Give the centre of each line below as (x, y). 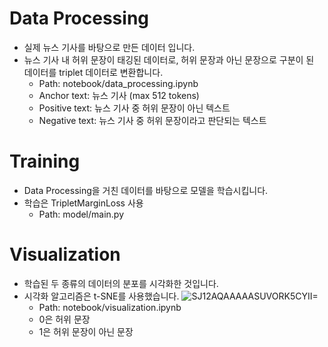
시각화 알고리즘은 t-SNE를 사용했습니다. (101, 296)
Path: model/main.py (81, 214)
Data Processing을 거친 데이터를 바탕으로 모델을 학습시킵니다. (146, 190)
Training (45, 161)
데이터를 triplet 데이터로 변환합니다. (93, 72)
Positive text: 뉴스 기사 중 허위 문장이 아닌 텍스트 (134, 108)
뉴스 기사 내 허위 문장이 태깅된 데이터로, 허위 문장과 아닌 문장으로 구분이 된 (169, 59)
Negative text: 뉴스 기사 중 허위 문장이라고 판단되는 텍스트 (152, 120)
